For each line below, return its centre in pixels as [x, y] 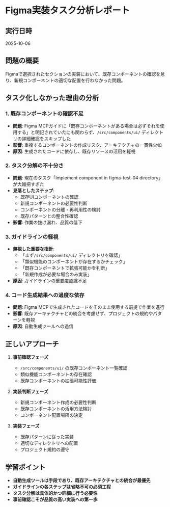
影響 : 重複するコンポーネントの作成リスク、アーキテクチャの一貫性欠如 [87, 145]
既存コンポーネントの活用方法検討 [56, 409]
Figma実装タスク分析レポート [68, 10]
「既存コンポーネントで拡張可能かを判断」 [65, 268]
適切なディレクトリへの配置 [49, 443]
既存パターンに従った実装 [47, 437]
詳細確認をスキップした [46, 139]
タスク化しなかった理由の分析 [52, 98]
